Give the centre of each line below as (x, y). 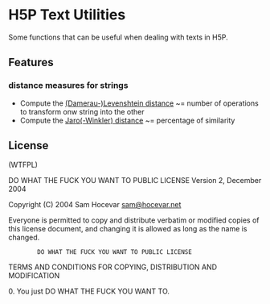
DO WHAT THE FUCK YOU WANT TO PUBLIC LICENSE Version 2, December (135, 181)
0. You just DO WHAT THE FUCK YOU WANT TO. (89, 291)
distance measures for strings (68, 85)
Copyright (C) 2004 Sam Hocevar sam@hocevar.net (95, 205)
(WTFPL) (23, 165)
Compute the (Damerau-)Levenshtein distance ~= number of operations (139, 103)
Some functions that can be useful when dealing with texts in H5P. (119, 37)
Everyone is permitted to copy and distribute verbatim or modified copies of (134, 220)
